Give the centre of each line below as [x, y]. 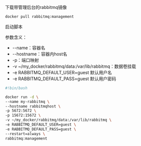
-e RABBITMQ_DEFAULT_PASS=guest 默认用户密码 [64, 79]
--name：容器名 [29, 48]
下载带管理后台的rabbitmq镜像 [36, 7]
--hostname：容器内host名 [40, 54]
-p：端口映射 [25, 60]
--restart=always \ [25, 134]
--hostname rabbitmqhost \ [33, 106]
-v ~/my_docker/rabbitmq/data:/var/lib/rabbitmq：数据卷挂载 [74, 66]
